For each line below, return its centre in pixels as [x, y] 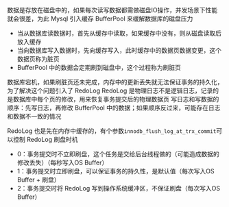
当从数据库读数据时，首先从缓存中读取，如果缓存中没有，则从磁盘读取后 [119, 33]
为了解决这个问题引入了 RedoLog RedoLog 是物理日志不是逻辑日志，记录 [110, 90]
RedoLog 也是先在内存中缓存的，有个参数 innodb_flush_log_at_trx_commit [112, 131]
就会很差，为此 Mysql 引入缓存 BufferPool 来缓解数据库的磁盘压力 [100, 19]
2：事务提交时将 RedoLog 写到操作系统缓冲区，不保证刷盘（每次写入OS [119, 188]
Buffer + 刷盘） [38, 180]
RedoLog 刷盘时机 [52, 139]
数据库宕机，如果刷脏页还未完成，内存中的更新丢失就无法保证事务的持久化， [115, 82]
